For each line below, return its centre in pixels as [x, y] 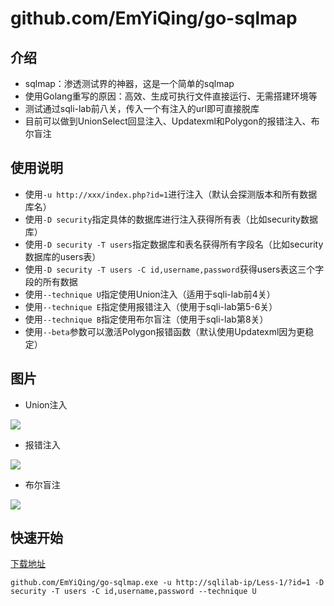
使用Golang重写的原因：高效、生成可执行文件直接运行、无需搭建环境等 [171, 96]
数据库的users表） [63, 256]
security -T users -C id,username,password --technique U [133, 592]
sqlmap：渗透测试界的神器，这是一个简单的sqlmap [129, 83]
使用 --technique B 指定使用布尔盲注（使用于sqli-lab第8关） [146, 319]
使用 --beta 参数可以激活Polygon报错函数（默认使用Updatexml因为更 [165, 331]
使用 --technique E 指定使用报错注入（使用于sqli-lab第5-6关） [151, 306]
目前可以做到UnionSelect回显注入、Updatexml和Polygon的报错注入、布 [172, 121]
